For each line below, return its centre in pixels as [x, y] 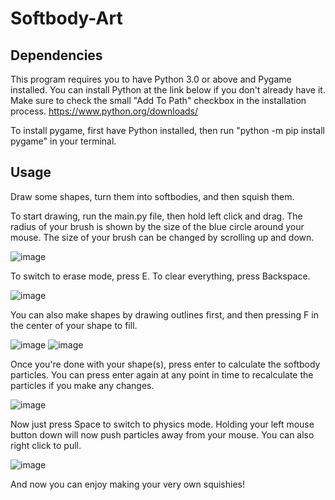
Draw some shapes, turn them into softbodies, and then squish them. [152, 196]
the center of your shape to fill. [74, 325]
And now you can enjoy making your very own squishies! [128, 484]
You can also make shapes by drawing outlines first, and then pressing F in [164, 314]
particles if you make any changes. [82, 385]
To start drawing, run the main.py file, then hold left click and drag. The [156, 216]
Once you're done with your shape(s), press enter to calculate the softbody [165, 364]
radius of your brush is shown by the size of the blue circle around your [157, 226]
